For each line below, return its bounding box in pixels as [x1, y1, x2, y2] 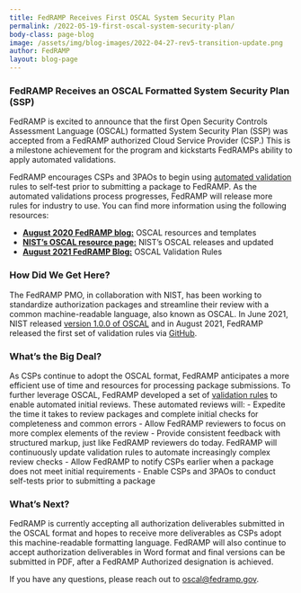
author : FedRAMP [9, 47, 70, 56]
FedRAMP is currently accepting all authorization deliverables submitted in [9, 518, 285, 529]
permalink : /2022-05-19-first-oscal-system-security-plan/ [9, 22, 235, 31]
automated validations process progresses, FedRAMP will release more [9, 190, 273, 202]
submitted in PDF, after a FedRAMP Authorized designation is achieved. [9, 556, 274, 567]
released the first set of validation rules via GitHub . [9, 327, 198, 338]
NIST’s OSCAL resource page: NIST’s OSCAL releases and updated [22, 237, 274, 248]
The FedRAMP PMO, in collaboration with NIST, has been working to [9, 289, 262, 300]
